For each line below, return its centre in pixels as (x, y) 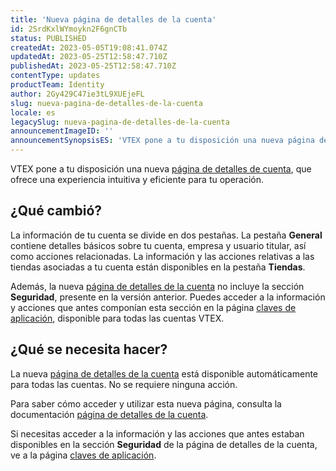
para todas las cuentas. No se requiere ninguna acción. (124, 384)
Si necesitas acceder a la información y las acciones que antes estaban (157, 433)
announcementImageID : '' (62, 131)
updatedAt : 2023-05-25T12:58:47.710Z (89, 57)
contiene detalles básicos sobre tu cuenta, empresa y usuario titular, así (158, 245)
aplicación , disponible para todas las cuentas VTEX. (117, 318)
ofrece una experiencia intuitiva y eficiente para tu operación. (137, 179)
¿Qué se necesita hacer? (89, 349)
